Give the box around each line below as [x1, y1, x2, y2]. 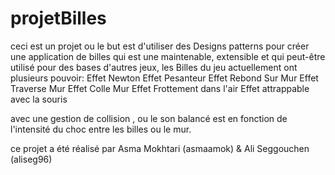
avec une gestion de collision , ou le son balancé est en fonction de [10, 112, 288, 124]
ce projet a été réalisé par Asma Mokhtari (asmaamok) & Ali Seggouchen [10, 142, 310, 154]
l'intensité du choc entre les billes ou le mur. [10, 123, 192, 135]
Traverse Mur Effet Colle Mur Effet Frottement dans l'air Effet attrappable [10, 82, 310, 94]
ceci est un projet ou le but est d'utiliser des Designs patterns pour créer [10, 40, 310, 52]
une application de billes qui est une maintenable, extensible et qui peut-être [10, 50, 326, 62]
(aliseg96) [10, 153, 53, 165]
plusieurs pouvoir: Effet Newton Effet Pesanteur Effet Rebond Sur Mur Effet [10, 72, 319, 84]
